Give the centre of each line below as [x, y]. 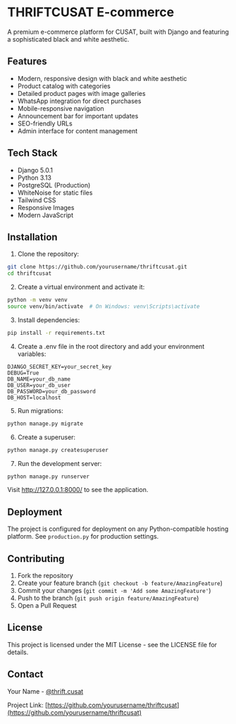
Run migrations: [40, 410]
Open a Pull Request [47, 606]
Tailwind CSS [37, 200]
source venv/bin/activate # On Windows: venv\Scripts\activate [104, 307]
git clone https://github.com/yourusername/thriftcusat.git [98, 267]
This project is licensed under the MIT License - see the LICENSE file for [112, 644]
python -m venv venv [38, 300]
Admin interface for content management [77, 130]
